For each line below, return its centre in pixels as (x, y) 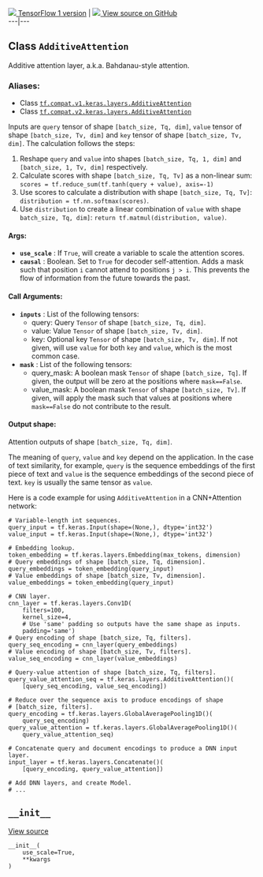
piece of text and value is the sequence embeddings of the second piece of (131, 474)
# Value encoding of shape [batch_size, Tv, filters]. (100, 651)
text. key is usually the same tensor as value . (80, 482)
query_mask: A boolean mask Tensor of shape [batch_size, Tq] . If (139, 373)
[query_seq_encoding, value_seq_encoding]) (95, 686)
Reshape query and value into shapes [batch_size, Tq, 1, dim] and (130, 159)
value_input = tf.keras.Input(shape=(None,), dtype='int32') (111, 534)
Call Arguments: (35, 296)
